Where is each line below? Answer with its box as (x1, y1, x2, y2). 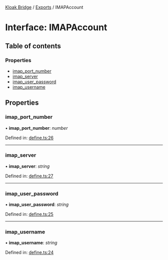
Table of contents (5, 42, 61, 50)
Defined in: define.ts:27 (5, 173, 53, 179)
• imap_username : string (5, 240, 57, 246)
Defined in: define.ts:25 (5, 211, 53, 217)
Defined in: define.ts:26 (5, 135, 54, 141)
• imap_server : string (5, 163, 50, 169)
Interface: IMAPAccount (5, 22, 107, 33)
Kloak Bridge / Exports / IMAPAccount (5, 5, 83, 10)
